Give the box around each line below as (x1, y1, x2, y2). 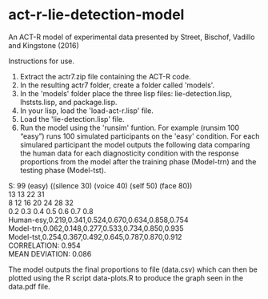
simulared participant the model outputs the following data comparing (19, 139, 250, 149)
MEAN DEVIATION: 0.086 (8, 248, 92, 258)
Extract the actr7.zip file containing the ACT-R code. (19, 71, 191, 81)
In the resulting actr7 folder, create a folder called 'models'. (19, 80, 215, 90)
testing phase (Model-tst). (19, 165, 106, 175)
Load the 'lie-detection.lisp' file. (19, 114, 125, 123)
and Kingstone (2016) (8, 40, 80, 50)
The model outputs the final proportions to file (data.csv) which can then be (8, 265, 258, 274)
